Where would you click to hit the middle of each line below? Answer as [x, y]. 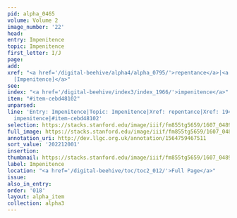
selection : [23, 125]
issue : [17, 177]
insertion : [23, 151]
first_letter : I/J [34, 53]
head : [15, 33]
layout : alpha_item [36, 197]
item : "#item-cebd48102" [44, 99]
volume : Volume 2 [33, 20]
